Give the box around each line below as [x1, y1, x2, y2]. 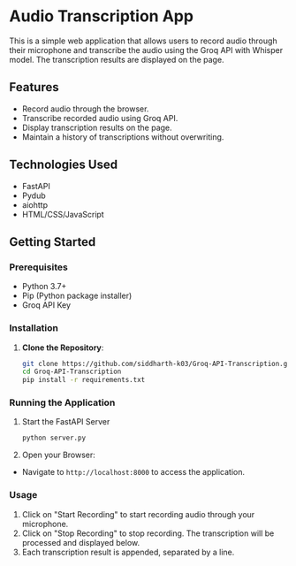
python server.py [21, 433, 87, 443]
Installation [9, 322, 59, 334]
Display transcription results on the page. [21, 122, 172, 133]
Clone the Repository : [21, 342, 104, 353]
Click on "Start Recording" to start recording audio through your [21, 509, 255, 519]
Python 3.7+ [21, 281, 67, 292]
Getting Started [9, 234, 96, 249]
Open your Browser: [21, 449, 95, 461]
